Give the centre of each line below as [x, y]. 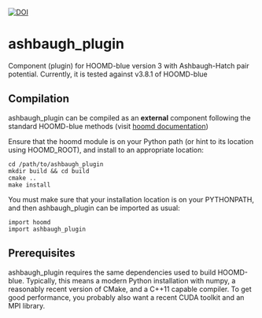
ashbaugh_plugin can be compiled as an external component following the [130, 117]
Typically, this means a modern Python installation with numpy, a [131, 280]
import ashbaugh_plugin [47, 229]
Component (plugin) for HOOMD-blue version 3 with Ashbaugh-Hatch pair [129, 65]
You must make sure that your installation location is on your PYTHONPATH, [131, 199]
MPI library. [27, 305]
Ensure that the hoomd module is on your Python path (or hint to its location [131, 141]
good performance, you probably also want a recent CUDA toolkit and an [126, 297]
